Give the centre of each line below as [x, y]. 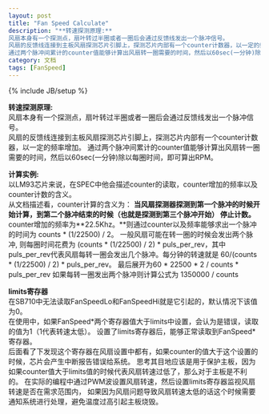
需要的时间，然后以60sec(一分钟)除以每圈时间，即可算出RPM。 [113, 157]
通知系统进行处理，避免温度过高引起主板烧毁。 [85, 401]
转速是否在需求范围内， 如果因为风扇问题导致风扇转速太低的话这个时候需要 [132, 391]
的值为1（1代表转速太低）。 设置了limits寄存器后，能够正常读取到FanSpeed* [132, 331]
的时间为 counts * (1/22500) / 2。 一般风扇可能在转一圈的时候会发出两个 [127, 234]
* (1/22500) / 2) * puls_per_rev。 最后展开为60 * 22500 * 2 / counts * [124, 264]
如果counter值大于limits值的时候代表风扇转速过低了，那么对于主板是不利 [128, 371]
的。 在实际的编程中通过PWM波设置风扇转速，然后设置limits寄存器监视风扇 [132, 381]
